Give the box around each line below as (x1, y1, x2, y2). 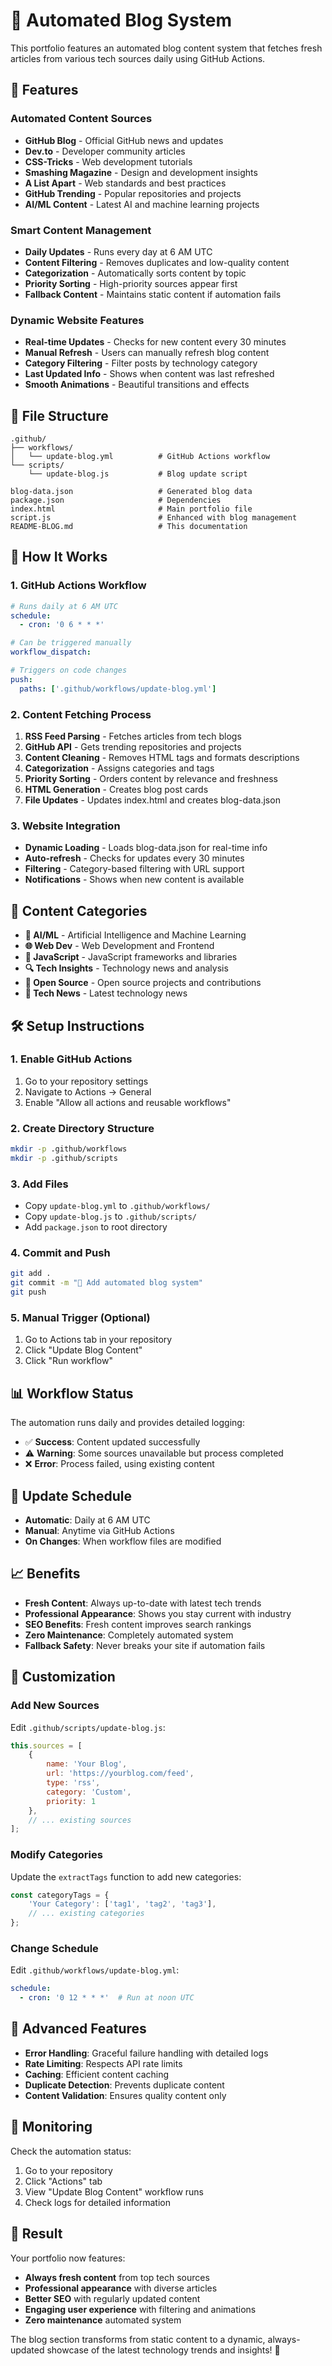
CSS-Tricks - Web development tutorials (24, 155, 193, 168)
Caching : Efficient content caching (24, 2068, 170, 2080)
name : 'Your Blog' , (46, 1759, 128, 1769)
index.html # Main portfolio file (10, 504, 253, 514)
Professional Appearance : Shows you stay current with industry (24, 1607, 292, 1619)
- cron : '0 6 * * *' (19, 620, 105, 630)
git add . (10, 1269, 52, 1279)
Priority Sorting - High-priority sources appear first (24, 277, 238, 289)
